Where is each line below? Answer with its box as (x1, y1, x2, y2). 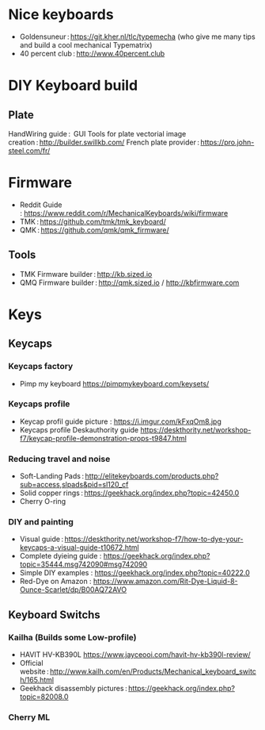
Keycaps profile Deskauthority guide (19, 425, 139, 434)
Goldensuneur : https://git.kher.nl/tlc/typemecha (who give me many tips (19, 32, 256, 41)
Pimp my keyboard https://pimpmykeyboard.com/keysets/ (19, 378, 210, 388)
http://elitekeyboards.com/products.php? (85, 471, 219, 481)
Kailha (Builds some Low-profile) (8, 632, 137, 643)
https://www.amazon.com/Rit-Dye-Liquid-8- (93, 577, 238, 586)
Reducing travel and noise (8, 453, 111, 464)
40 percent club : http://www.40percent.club (19, 48, 165, 58)
